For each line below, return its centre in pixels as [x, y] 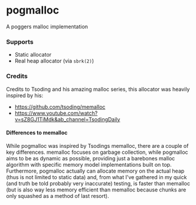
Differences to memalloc [37, 133]
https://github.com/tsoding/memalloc [60, 107]
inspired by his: [24, 95]
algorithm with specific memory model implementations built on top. [89, 164]
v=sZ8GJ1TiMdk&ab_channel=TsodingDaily [67, 119]
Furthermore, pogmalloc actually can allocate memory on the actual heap [95, 171]
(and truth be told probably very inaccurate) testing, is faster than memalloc [98, 183]
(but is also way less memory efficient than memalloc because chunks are [96, 190]
